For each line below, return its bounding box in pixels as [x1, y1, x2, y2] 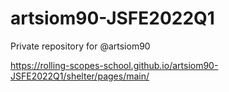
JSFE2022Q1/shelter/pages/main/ [10, 70, 150, 82]
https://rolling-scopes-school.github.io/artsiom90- [10, 59, 219, 71]
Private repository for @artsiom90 [10, 40, 151, 52]
